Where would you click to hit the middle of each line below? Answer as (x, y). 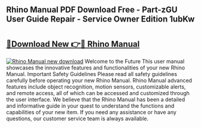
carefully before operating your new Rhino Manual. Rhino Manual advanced (99, 80)
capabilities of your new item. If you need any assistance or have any (91, 112)
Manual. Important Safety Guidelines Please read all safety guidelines (92, 74)
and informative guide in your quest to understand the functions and (90, 106)
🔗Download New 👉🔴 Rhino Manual (73, 44)
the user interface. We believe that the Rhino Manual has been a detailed (96, 99)
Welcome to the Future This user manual (135, 61)
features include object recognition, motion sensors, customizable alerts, (96, 87)
